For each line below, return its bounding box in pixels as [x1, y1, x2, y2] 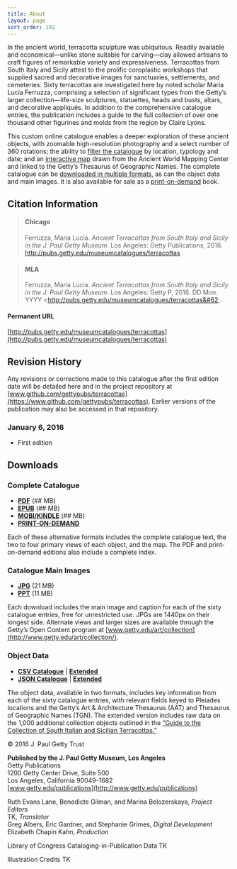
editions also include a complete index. [42, 548, 157, 557]
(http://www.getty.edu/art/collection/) [7, 633, 117, 642]
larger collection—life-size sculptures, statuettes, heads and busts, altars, [7, 96, 222, 104]
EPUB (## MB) [17, 504, 60, 513]
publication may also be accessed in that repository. [7, 405, 160, 414]
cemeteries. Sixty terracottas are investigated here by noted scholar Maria [7, 81, 224, 89]
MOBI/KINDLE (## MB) [17, 511, 86, 520]
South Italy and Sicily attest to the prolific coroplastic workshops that [7, 65, 208, 74]
